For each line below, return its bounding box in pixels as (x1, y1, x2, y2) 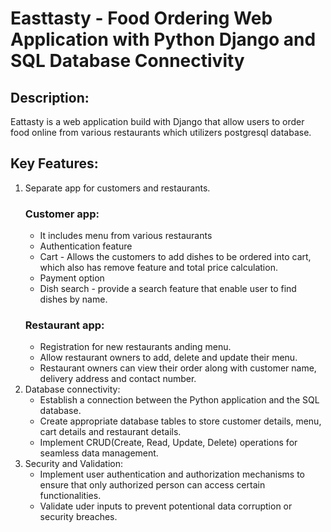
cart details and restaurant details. (39, 426, 182, 438)
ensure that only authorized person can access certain (39, 479, 266, 491)
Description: (10, 89, 90, 106)
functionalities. (39, 490, 102, 502)
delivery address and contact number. (39, 373, 197, 385)
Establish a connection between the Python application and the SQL (39, 394, 320, 406)
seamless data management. (39, 447, 159, 459)
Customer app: (24, 207, 100, 221)
